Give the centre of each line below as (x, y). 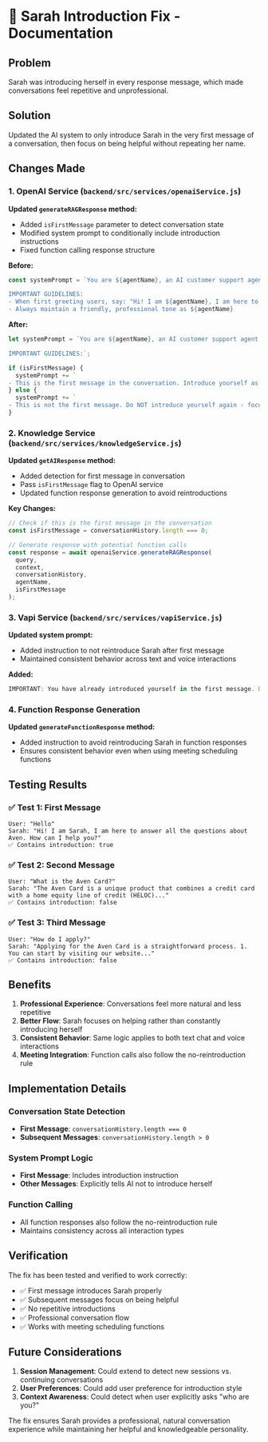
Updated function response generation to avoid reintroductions (123, 493)
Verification (38, 1256)
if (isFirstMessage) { (46, 368)
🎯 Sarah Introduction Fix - (95, 16)
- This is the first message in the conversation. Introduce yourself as (134, 383)
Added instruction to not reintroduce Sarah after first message (122, 650)
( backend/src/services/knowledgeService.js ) (95, 443)
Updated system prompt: (51, 635)
